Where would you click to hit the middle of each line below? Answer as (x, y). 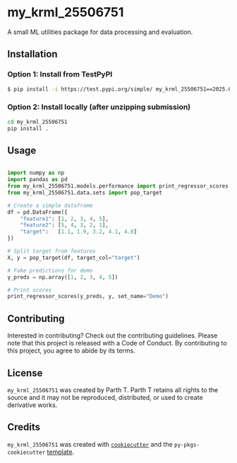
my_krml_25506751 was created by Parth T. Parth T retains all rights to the (113, 389)
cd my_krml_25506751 (38, 122)
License (25, 373)
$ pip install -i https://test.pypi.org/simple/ (80, 89)
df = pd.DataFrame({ (38, 212)
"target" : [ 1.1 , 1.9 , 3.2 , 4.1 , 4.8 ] (79, 232)
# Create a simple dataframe (50, 205)
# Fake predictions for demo (50, 270)
